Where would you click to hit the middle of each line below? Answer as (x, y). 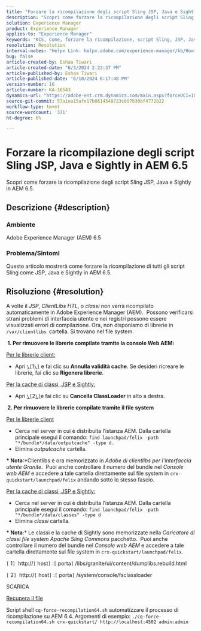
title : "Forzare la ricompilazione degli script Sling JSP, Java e (92, 12)
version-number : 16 (31, 85)
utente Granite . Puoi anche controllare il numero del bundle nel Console (95, 466)
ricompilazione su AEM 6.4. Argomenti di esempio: (68, 616)
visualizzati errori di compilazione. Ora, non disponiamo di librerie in (90, 325)
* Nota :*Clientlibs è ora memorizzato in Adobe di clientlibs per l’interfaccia (99, 460)
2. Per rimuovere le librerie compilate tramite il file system (81, 407)
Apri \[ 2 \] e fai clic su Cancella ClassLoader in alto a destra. (90, 396)
